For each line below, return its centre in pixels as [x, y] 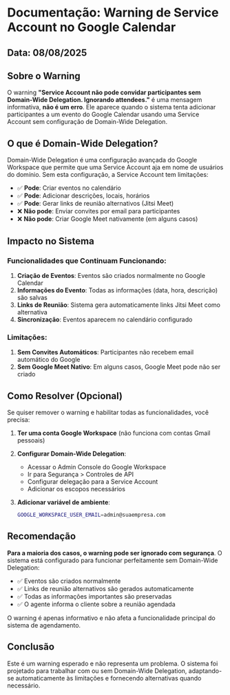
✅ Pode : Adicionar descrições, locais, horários [83, 196]
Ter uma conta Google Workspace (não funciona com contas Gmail [114, 433]
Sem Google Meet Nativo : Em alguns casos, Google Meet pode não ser [119, 367]
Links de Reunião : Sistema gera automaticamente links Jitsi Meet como [118, 305]
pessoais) [31, 440]
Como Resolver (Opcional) [65, 396]
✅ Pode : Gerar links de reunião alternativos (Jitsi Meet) [95, 204]
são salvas [32, 297]
